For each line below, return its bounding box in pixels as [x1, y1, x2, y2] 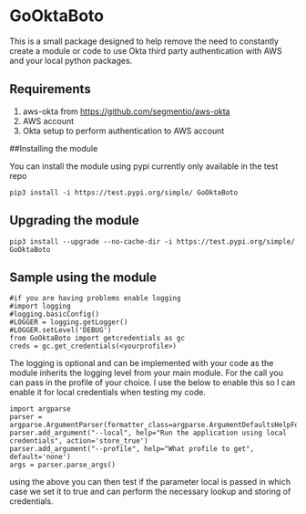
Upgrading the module [9, 213, 139, 228]
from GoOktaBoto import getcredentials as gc [9, 334, 185, 343]
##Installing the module [9, 142, 98, 153]
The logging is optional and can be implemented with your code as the [9, 358, 274, 369]
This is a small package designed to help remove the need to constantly [9, 36, 280, 47]
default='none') [9, 453, 71, 462]
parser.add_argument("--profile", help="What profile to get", [9, 445, 255, 454]
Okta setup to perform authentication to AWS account [22, 125, 225, 136]
